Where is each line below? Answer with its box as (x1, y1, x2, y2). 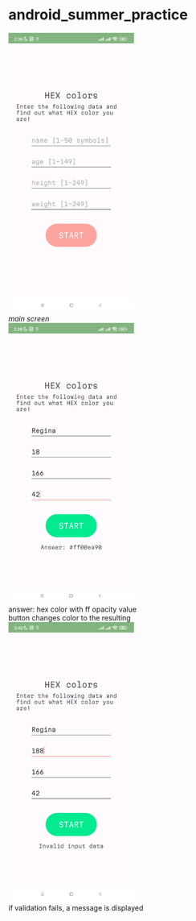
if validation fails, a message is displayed (8, 903, 144, 913)
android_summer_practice (8, 6, 189, 24)
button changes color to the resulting (8, 612, 131, 622)
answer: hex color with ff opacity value (8, 604, 137, 614)
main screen (8, 314, 50, 324)
